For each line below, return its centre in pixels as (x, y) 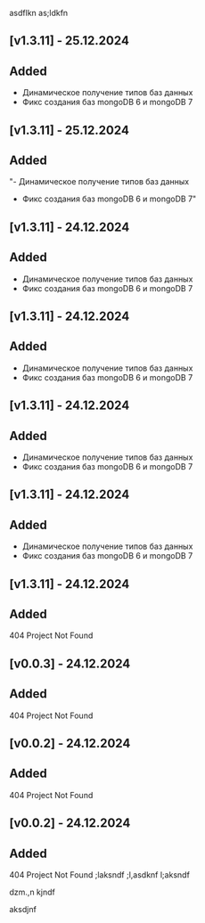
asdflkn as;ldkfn (39, 13)
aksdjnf (23, 910)
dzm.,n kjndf (32, 892)
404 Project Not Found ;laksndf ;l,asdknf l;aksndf (99, 875)
